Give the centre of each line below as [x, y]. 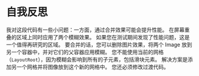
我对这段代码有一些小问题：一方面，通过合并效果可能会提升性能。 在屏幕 [95, 30]
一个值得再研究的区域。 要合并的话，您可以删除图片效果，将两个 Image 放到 [99, 45]
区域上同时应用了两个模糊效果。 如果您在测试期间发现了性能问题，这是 [103, 37]
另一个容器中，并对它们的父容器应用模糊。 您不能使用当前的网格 [85, 52]
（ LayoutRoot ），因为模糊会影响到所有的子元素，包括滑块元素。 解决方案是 [97, 59]
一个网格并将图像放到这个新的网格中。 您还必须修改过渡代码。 [93, 66]
